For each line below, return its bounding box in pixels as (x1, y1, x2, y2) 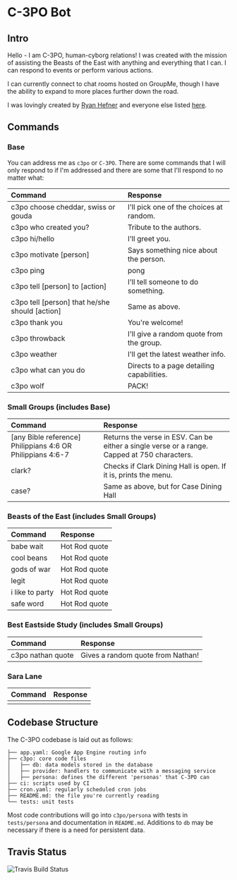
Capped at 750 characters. (103, 449, 193, 459)
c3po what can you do (11, 365, 85, 374)
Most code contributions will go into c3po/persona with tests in (7, 810, 188, 819)
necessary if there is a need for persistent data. (7, 826, 145, 834)
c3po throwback (11, 333, 66, 343)
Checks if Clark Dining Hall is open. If (103, 461, 226, 471)
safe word (11, 599, 44, 609)
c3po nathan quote (11, 650, 74, 660)
